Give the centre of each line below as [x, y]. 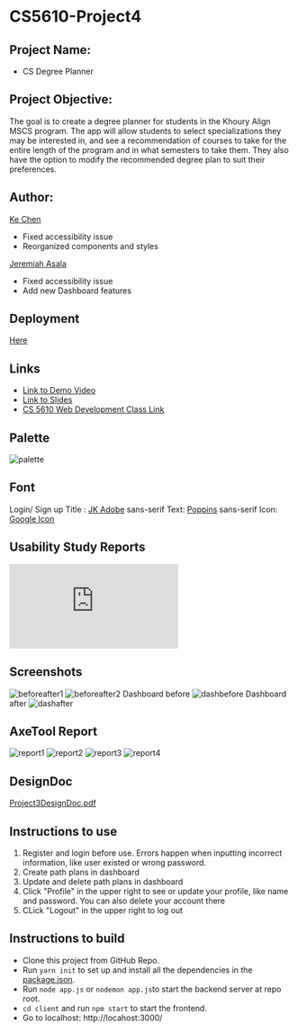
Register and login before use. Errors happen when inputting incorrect [152, 853]
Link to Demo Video [59, 390]
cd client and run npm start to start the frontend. [114, 1008]
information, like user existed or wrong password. [114, 862]
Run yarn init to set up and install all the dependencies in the [138, 970]
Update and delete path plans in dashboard [103, 881]
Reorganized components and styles [90, 246]
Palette [30, 438]
